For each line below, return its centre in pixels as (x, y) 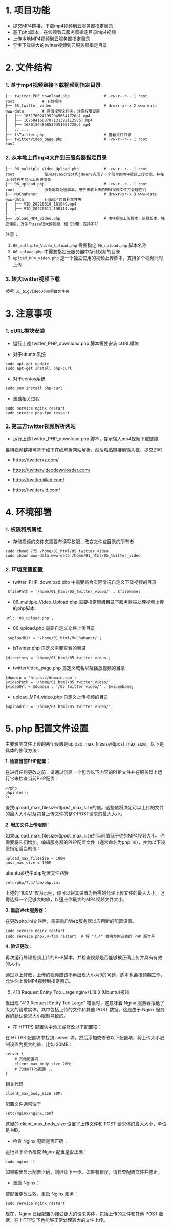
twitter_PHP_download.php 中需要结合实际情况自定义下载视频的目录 (84, 582)
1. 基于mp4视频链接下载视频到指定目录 (53, 85)
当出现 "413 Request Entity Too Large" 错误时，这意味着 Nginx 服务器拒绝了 (85, 1003)
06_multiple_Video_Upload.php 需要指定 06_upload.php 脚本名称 (80, 245)
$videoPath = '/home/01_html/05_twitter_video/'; (59, 682)
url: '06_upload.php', (29, 618)
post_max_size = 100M (28, 863)
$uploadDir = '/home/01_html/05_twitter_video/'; (59, 706)
